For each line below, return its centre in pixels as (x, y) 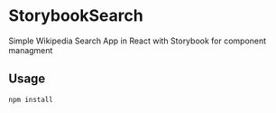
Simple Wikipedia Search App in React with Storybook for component (138, 41)
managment (31, 50)
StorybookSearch (76, 16)
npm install (31, 99)
